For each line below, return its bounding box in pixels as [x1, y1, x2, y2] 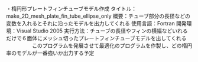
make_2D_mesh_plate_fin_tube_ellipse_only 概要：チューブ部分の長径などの [6, 12, 190, 19]
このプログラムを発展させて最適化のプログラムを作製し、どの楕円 [31, 42, 193, 49]
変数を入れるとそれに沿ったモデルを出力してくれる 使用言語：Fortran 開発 [6, 20, 187, 27]
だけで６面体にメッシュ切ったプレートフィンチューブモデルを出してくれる [6, 35, 187, 41]
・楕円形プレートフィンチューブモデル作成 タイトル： [6, 5, 137, 12]
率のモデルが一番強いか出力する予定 [6, 50, 95, 56]
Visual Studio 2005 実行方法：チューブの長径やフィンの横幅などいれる [16, 27, 188, 34]
